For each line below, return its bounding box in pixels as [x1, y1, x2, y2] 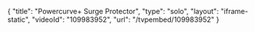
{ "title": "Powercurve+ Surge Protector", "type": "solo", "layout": [7, 7, 219, 16]
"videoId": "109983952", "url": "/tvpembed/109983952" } [32, 15, 220, 24]
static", [7, 15, 31, 24]
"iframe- [220, 7, 249, 16]
